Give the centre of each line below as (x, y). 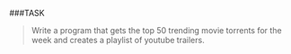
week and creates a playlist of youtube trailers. (118, 40)
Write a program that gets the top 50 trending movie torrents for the (156, 30)
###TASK (27, 13)
